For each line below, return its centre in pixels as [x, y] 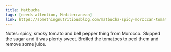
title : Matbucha [22, 10]
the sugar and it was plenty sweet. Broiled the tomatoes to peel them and [82, 39]
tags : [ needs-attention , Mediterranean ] [49, 15]
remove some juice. [26, 44]
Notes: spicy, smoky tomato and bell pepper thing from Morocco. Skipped [83, 34]
